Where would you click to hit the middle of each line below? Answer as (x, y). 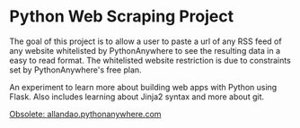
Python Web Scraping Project (122, 17)
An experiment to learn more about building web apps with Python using (143, 87)
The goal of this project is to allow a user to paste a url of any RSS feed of (146, 41)
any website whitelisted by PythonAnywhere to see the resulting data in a (145, 50)
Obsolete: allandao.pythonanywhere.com (85, 114)
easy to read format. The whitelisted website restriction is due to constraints (150, 60)
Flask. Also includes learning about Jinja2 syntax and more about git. (137, 97)
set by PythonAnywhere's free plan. (75, 70)
